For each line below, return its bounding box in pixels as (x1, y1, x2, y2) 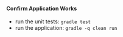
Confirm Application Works (6, 5, 77, 12)
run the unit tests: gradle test (15, 18, 91, 25)
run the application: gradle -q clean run (15, 24, 118, 32)
